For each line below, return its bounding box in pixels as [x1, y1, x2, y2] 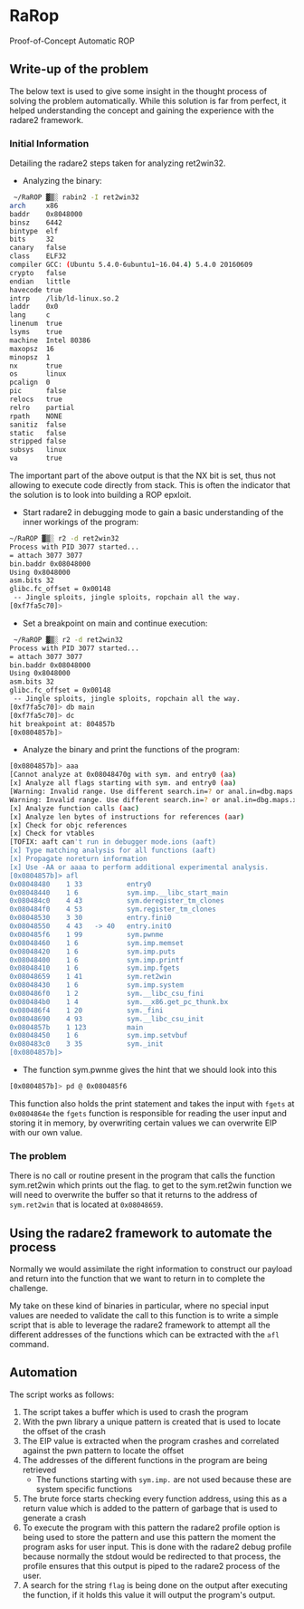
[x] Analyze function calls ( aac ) [9, 803, 140, 813]
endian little [9, 277, 71, 286]
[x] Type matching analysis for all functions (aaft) [9, 846, 217, 856]
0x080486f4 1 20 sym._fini [9, 1006, 165, 1015]
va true [9, 454, 63, 463]
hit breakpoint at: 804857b [9, 719, 116, 729]
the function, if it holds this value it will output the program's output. [22, 1589, 276, 1600]
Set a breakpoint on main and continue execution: [22, 618, 208, 628]
